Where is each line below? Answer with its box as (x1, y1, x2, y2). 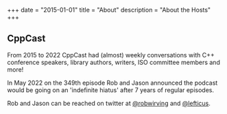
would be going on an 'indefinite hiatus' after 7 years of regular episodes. (7, 85, 215, 94)
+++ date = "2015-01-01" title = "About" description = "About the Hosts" (7, 6, 211, 14)
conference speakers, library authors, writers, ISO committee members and (7, 58, 221, 66)
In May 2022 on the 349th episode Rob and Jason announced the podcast (7, 79, 218, 87)
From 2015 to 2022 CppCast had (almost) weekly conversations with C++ (7, 51, 215, 59)
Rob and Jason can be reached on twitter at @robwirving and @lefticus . (7, 99, 211, 107)
